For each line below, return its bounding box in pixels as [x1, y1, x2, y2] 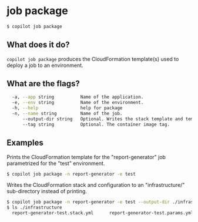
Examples [6, 138, 43, 148]
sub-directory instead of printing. [6, 188, 88, 195]
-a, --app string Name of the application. [12, 94, 144, 100]
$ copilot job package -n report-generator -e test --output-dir [6, 199, 170, 205]
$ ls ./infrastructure [6, 204, 62, 211]
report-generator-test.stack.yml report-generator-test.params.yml [12, 210, 194, 216]
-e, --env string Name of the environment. [12, 100, 144, 106]
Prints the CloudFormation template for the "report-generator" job [6, 153, 166, 160]
